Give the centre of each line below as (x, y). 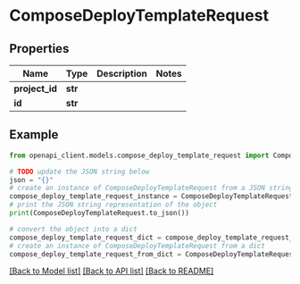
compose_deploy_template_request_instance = (93, 196)
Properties (39, 49)
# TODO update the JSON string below (79, 171)
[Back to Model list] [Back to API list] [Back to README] (112, 271)
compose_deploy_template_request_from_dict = (95, 254)
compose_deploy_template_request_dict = (86, 238)
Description (122, 74)
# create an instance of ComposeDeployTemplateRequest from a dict (137, 246)
